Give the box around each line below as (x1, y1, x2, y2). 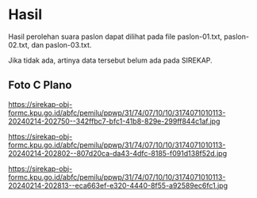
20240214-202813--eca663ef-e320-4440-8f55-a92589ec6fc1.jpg (8, 181, 228, 190)
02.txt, (8, 40, 30, 49)
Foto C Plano (8, 78, 72, 92)
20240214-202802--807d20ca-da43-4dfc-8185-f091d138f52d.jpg (8, 148, 228, 158)
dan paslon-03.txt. (31, 40, 92, 49)
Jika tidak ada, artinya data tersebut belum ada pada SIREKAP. (8, 55, 213, 65)
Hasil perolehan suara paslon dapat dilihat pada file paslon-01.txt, (8, 32, 223, 41)
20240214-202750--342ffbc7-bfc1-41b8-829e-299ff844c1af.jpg (8, 116, 221, 126)
